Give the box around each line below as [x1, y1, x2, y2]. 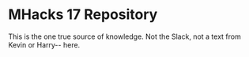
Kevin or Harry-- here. [8, 40, 81, 49]
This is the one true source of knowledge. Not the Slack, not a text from [8, 32, 241, 41]
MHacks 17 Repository [8, 6, 158, 24]
